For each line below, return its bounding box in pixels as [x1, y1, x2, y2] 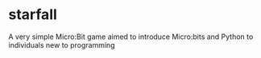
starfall [8, 6, 58, 24]
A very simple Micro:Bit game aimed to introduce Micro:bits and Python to [8, 32, 254, 41]
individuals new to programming [8, 40, 115, 49]
